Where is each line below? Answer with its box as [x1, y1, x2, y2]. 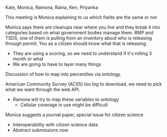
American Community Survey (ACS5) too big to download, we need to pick [5, 81, 162, 87]
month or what [12, 56, 44, 62]
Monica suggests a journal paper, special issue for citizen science [5, 112, 144, 118]
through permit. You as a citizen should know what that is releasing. [5, 40, 148, 47]
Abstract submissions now [12, 127, 69, 133]
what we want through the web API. [5, 86, 80, 93]
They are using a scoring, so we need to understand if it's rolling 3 [12, 51, 152, 56]
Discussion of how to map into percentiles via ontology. [5, 71, 122, 77]
